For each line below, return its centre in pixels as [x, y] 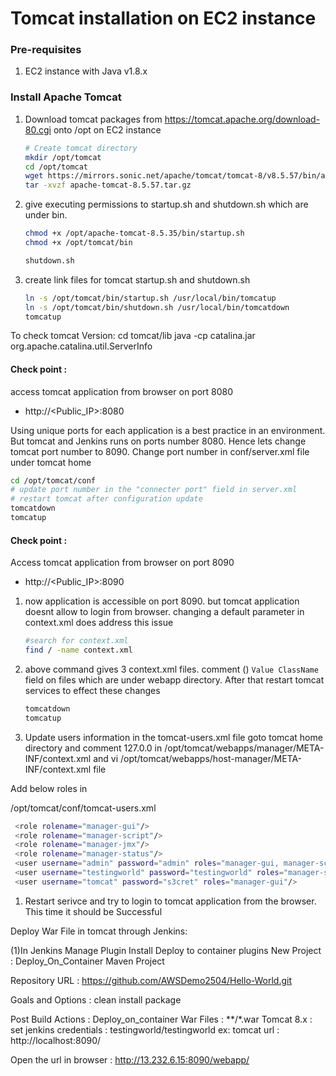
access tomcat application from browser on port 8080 [122, 391]
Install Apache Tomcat [66, 97]
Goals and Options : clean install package [96, 999]
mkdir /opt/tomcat [63, 157]
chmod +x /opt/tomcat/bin [78, 243]
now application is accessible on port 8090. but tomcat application [162, 601]
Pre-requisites [46, 50]
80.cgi [38, 129]
